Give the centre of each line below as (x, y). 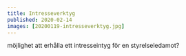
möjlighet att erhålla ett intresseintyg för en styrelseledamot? (93, 46)
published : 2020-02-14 (40, 20)
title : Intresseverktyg (41, 13)
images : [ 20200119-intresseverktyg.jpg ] (66, 26)
